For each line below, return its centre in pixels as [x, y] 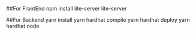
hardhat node [23, 26]
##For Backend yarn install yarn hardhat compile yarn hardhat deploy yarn [98, 20]
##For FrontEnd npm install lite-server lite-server [67, 8]
